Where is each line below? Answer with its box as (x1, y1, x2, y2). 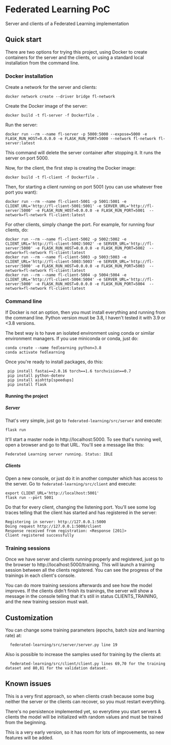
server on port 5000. (5, 155, 50, 161)
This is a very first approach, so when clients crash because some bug (5, 693, 154, 699)
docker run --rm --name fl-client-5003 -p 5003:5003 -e (5, 254, 127, 260)
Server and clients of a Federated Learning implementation (5, 20, 129, 27)
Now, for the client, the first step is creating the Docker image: (5, 165, 136, 171)
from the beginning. (5, 719, 47, 725)
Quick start (5, 35, 42, 44)
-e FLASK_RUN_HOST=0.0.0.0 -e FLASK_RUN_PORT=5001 (35, 208, 145, 213)
